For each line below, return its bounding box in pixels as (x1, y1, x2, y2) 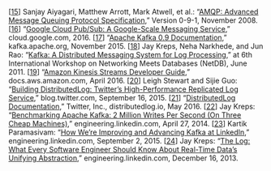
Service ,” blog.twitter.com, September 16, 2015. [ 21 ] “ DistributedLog (8, 93, 236, 102)
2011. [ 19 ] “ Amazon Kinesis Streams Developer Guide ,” (8, 67, 191, 76)
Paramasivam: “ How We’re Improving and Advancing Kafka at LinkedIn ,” (8, 127, 250, 137)
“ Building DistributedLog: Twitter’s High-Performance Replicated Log (8, 84, 239, 94)
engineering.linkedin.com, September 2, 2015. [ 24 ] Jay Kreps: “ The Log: (8, 136, 251, 145)
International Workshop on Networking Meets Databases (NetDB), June (8, 58, 247, 68)
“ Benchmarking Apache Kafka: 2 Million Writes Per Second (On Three (8, 110, 242, 120)
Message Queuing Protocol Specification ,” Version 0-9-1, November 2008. (8, 15, 258, 25)
